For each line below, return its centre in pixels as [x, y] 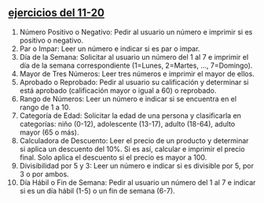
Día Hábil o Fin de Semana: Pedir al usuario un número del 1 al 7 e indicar [137, 182]
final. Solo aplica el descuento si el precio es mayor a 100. [113, 157]
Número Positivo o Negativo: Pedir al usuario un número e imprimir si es [136, 31]
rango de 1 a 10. [45, 107]
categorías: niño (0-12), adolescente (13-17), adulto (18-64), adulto [127, 124]
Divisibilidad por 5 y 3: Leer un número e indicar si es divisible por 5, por [136, 165]
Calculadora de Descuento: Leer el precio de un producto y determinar [134, 140]
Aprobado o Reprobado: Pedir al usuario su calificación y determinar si [134, 82]
